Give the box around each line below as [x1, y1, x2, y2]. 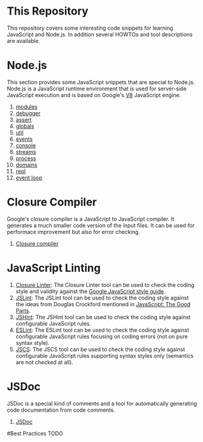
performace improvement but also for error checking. [7, 228, 140, 235]
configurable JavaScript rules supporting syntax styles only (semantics [15, 352, 194, 359]
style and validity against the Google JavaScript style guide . [15, 287, 166, 295]
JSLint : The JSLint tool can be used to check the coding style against [15, 294, 189, 301]
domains [15, 161, 38, 168]
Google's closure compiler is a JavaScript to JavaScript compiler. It [7, 215, 175, 223]
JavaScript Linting [7, 261, 101, 275]
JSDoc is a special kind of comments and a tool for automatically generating [7, 400, 198, 407]
